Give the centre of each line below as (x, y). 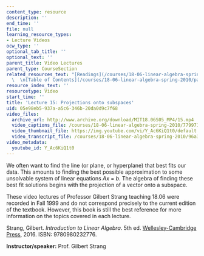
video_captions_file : (39, 126)
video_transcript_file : (42, 137)
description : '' (27, 18)
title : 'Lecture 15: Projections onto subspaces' (70, 102)
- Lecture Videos (28, 40)
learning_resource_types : (39, 35)
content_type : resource (36, 12)
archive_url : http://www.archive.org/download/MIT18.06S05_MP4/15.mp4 (103, 119)
